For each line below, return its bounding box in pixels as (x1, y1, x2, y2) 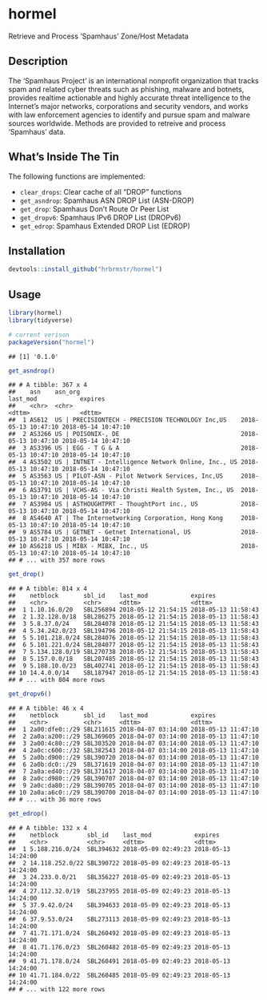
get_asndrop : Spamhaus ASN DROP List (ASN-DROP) (19, 196, 194, 205)
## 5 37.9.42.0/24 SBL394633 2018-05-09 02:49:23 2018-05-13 (8, 901, 230, 909)
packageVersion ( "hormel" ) (8, 338, 94, 346)
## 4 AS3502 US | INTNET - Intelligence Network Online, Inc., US (8, 458, 238, 466)
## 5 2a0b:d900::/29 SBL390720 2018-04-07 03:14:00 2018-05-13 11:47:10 (8, 754, 260, 762)
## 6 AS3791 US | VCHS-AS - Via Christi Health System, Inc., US (8, 486, 234, 494)
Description (8, 54, 68, 68)
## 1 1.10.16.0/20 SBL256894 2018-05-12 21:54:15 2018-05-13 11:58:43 (8, 606, 260, 614)
